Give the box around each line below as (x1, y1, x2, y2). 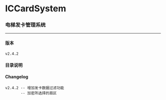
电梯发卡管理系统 (5, 22, 46, 29)
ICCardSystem (5, 3, 66, 14)
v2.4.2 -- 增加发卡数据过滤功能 (5, 86, 64, 91)
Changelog (5, 73, 29, 79)
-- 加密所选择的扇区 (20, 91, 57, 96)
